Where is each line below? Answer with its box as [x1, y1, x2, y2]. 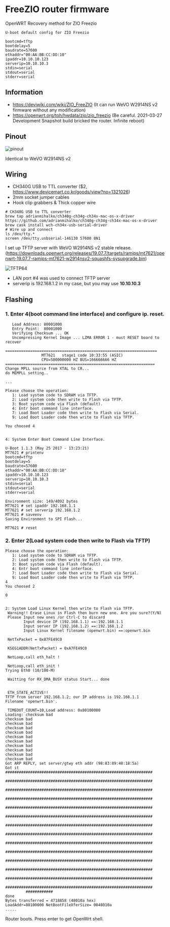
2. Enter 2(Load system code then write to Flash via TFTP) [5, 537, 150, 544]
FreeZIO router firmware [5, 4, 110, 15]
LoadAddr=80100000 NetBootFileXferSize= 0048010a [5, 903, 112, 908]
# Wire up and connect [5, 227, 53, 232]
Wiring [5, 170, 27, 179]
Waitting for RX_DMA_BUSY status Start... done [7, 677, 110, 682]
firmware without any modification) [12, 107, 86, 113]
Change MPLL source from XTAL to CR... [5, 366, 90, 371]
